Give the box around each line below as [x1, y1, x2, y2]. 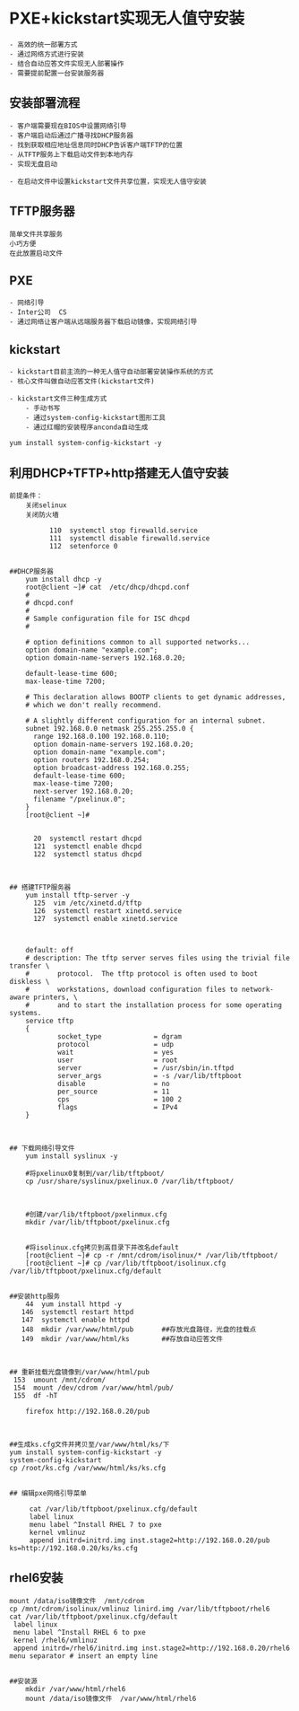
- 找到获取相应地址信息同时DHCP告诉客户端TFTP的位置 [9, 140, 184, 149]
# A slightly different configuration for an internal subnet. [25, 716, 267, 725]
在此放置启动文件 [9, 249, 64, 258]
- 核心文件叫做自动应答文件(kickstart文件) [9, 377, 155, 386]
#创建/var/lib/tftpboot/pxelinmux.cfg [25, 1210, 167, 1219]
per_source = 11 [56, 1087, 170, 1096]
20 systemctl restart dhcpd [32, 834, 142, 843]
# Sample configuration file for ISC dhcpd [25, 614, 191, 623]
